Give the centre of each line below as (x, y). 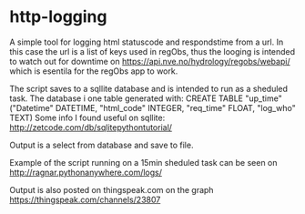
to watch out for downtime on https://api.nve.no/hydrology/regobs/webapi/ (150, 61)
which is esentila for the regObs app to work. (94, 71)
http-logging (58, 17)
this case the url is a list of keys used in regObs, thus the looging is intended (152, 51)
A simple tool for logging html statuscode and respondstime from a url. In (147, 42)
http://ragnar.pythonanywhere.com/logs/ (86, 172)
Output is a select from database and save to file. (102, 145)
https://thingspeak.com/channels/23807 (85, 199)
